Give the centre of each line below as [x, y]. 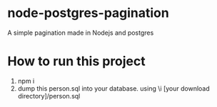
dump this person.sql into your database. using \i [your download [114, 88]
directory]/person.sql [49, 96]
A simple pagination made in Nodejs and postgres [81, 33]
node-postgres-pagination [88, 13]
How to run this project [77, 61]
